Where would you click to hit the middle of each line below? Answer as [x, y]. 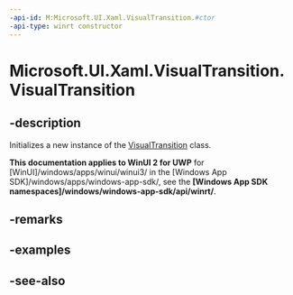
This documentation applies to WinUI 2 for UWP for [107, 162]
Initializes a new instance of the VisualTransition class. [110, 144]
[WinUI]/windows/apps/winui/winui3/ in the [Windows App [118, 171]
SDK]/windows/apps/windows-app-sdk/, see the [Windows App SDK [139, 181]
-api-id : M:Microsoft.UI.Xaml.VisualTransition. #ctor [113, 18]
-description [45, 123]
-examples [40, 250]
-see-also [37, 281]
